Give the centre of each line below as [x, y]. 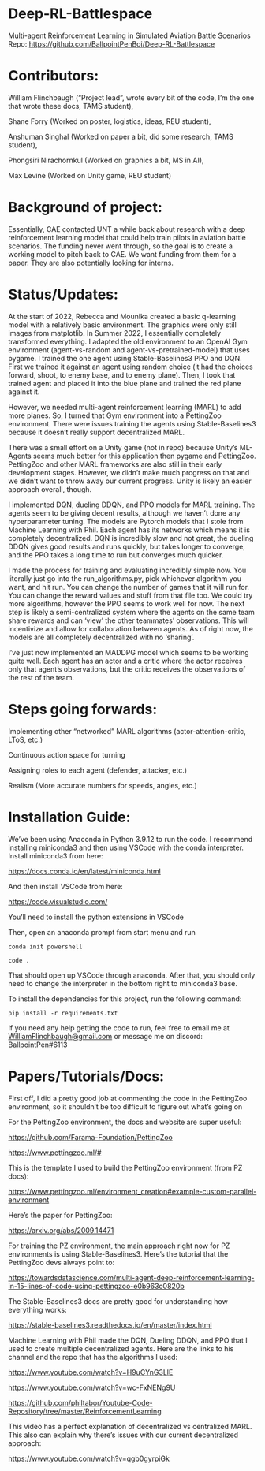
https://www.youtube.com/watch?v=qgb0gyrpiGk [89, 1458]
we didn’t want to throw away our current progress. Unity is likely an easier [130, 481]
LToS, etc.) [26, 739]
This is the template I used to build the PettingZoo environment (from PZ [125, 1167]
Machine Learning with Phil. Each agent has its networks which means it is [129, 530]
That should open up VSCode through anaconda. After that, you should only [132, 975]
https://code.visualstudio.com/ [58, 901]
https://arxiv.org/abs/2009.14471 [61, 1230]
